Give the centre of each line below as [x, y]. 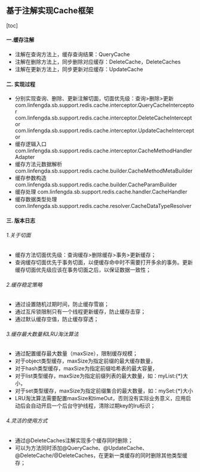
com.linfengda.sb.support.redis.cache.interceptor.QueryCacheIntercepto [104, 105]
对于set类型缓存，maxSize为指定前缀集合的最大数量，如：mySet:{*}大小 [104, 391]
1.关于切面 [19, 235]
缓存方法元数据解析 [39, 164]
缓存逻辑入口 [30, 144]
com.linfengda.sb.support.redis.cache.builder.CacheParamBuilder [96, 185]
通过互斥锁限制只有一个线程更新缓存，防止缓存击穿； [80, 312]
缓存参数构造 [30, 178]
